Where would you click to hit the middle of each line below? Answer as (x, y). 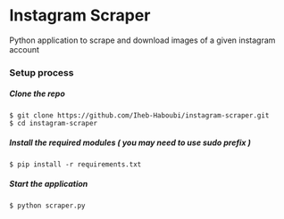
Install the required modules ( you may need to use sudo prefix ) (130, 142)
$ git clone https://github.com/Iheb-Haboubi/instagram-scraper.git (139, 115)
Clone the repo (37, 93)
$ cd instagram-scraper (54, 123)
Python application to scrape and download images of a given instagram (142, 40)
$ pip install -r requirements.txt (75, 164)
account (25, 49)
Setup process (42, 72)
